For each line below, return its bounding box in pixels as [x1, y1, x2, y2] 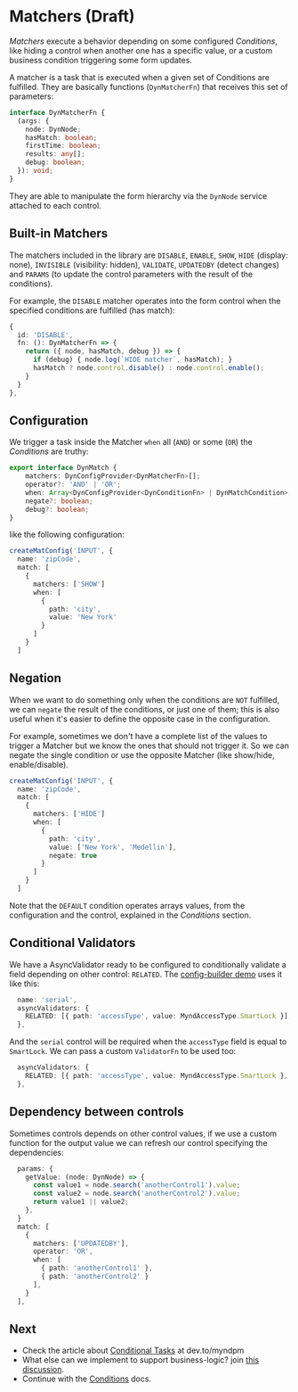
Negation [9, 671, 62, 686]
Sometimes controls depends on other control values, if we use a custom [9, 1128, 278, 1139]
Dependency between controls [9, 1104, 184, 1120]
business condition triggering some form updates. [9, 54, 193, 65]
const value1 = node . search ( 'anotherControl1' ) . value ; [32, 1181, 241, 1190]
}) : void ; [17, 167, 53, 176]
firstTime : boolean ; [25, 141, 101, 151]
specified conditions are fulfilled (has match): [9, 305, 175, 316]
